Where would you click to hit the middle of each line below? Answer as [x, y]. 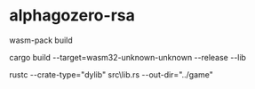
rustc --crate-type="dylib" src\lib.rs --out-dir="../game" [111, 74]
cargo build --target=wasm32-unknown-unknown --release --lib [128, 57]
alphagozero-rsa [72, 16]
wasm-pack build [41, 40]
